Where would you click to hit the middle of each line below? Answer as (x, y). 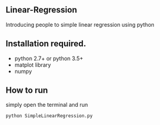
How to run (27, 90)
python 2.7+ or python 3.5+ (49, 58)
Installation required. (46, 44)
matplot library (33, 65)
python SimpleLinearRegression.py (49, 116)
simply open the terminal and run (47, 105)
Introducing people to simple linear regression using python (80, 24)
